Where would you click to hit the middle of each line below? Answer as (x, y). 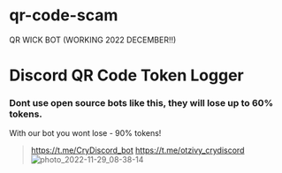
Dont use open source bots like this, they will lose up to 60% (141, 103)
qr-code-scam (64, 15)
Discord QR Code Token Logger (127, 75)
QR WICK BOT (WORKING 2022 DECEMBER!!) (93, 40)
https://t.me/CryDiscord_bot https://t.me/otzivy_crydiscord (137, 150)
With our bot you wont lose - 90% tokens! (85, 133)
